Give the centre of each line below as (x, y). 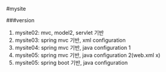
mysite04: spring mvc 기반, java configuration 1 (73, 48)
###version (20, 20)
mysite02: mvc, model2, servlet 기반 (59, 33)
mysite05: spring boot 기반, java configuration (71, 63)
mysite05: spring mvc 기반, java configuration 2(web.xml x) (87, 55)
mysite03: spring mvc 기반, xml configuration (70, 40)
